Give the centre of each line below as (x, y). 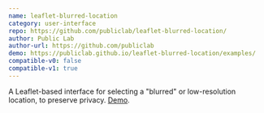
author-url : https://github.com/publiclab (81, 46)
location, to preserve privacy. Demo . (69, 100)
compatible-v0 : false (45, 61)
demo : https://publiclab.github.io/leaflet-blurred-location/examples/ (132, 53)
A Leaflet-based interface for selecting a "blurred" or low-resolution (122, 91)
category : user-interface (52, 23)
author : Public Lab (41, 38)
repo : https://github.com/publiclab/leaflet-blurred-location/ (118, 31)
